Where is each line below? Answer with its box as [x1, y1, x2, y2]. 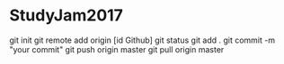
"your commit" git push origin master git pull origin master [9, 44, 225, 54]
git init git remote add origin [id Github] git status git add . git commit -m [9, 35, 276, 45]
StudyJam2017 [9, 5, 124, 26]
